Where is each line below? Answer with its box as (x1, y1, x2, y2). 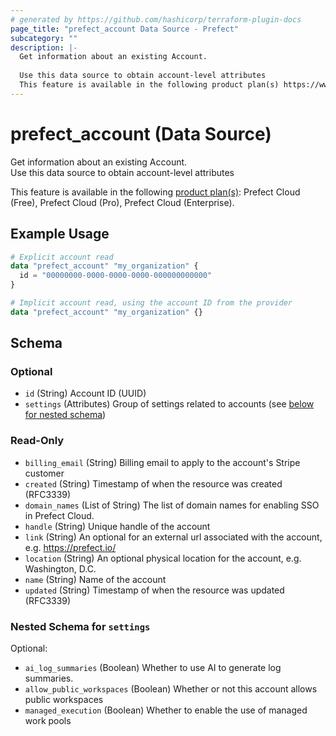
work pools (24, 715, 72, 727)
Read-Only (10, 434, 65, 448)
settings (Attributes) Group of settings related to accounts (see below (24, 398, 315, 410)
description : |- (10, 42, 78, 53)
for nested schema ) (24, 409, 107, 421)
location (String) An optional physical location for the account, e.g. (24, 552, 302, 564)
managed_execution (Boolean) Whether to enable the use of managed (24, 704, 308, 716)
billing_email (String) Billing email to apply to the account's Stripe (24, 456, 301, 468)
